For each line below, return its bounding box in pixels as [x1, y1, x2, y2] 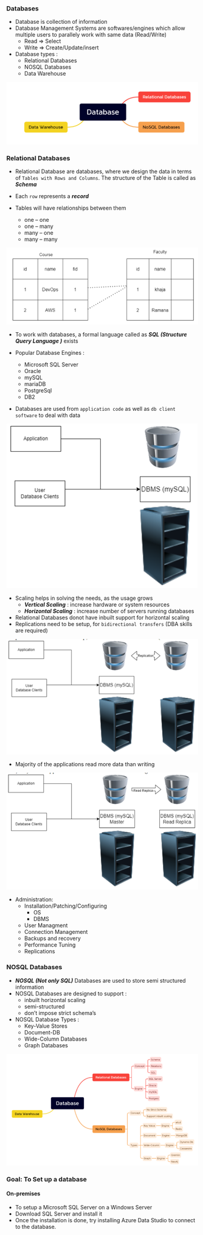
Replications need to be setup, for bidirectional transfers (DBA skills [15, 621, 193, 627]
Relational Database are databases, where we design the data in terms [15, 168, 192, 175]
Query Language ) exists [15, 337, 78, 344]
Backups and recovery [24, 934, 81, 942]
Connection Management [24, 928, 88, 936]
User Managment [24, 922, 68, 929]
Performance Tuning [24, 941, 76, 948]
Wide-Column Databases [24, 1035, 88, 1042]
